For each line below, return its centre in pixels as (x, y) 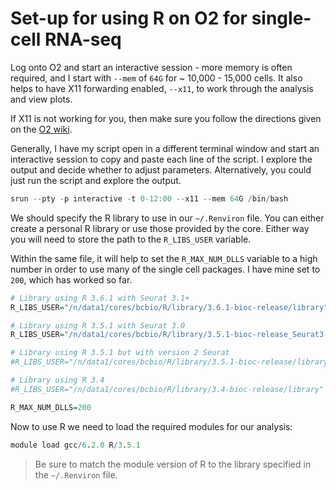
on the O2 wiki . (41, 129)
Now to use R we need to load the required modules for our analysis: (151, 426)
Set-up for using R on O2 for (129, 18)
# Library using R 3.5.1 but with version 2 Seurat (120, 353)
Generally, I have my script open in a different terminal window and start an (165, 148)
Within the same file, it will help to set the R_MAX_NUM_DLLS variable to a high (164, 258)
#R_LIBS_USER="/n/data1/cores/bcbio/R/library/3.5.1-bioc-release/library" (171, 362)
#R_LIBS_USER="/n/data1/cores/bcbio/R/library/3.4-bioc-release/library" (167, 389)
